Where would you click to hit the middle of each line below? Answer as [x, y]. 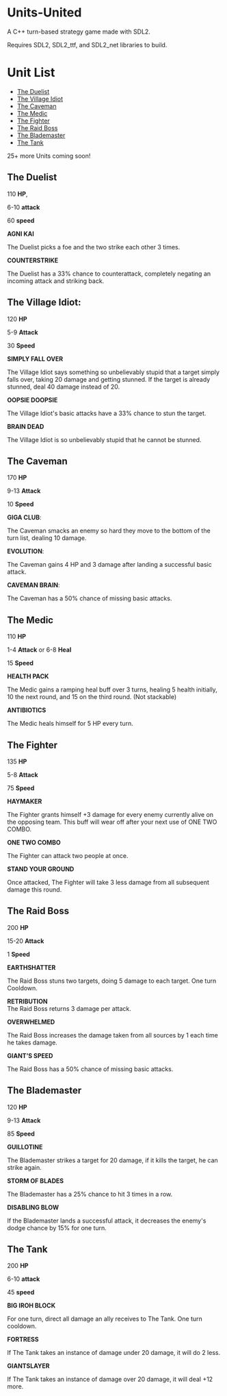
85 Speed [21, 1134]
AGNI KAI [21, 234]
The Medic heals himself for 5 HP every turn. [70, 724]
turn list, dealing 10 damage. [47, 538]
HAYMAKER [25, 801]
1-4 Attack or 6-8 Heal [39, 650]
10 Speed [21, 504]
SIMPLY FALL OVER [35, 358]
